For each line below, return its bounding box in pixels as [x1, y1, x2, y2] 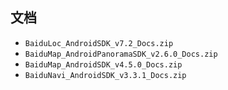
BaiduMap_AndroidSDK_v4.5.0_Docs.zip [24, 59, 183, 70]
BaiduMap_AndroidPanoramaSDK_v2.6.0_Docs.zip [24, 49, 218, 59]
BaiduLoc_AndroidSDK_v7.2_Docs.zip [24, 38, 174, 48]
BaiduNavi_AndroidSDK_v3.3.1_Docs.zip [24, 70, 187, 80]
